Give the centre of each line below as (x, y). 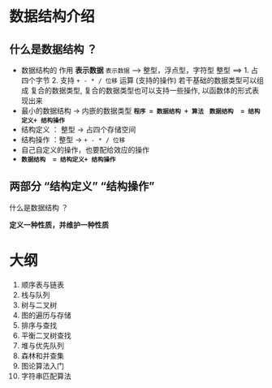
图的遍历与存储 (46, 315)
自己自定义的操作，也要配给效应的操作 (85, 150)
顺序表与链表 (42, 284)
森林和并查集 (42, 356)
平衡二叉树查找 (46, 335)
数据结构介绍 (52, 17)
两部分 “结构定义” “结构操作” (82, 186)
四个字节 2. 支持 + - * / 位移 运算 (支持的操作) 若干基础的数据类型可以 (139, 80)
